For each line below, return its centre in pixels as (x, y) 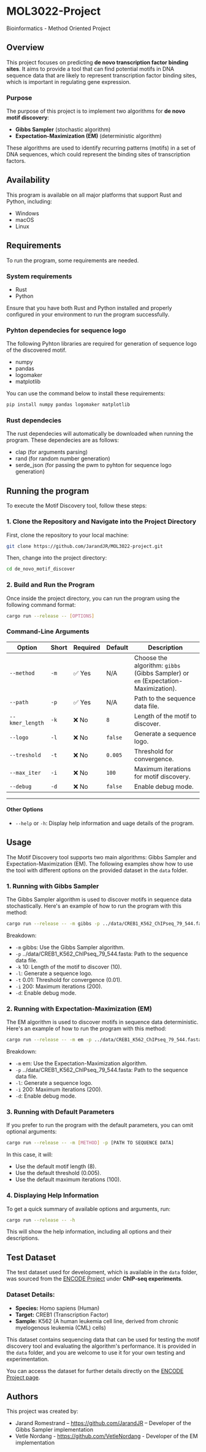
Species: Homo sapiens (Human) (57, 1308)
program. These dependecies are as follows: (63, 440)
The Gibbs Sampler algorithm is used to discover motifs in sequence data (99, 900)
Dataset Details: (31, 1294)
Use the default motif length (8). (56, 1166)
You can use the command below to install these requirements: (86, 393)
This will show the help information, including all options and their (89, 1232)
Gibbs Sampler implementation (54, 1430)
